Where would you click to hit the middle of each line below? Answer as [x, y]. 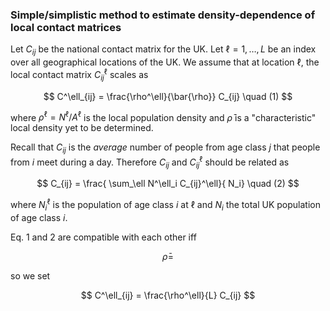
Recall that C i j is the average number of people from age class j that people [165, 148]
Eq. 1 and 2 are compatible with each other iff [103, 237]
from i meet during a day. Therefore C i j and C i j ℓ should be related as [150, 162]
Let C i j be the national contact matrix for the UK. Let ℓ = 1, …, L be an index [163, 50]
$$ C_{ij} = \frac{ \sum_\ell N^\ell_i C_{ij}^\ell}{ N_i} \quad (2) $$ [168, 184]
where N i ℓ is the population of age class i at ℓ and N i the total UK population [165, 205]
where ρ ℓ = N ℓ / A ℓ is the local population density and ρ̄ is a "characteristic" [163, 116]
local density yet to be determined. [82, 128]
